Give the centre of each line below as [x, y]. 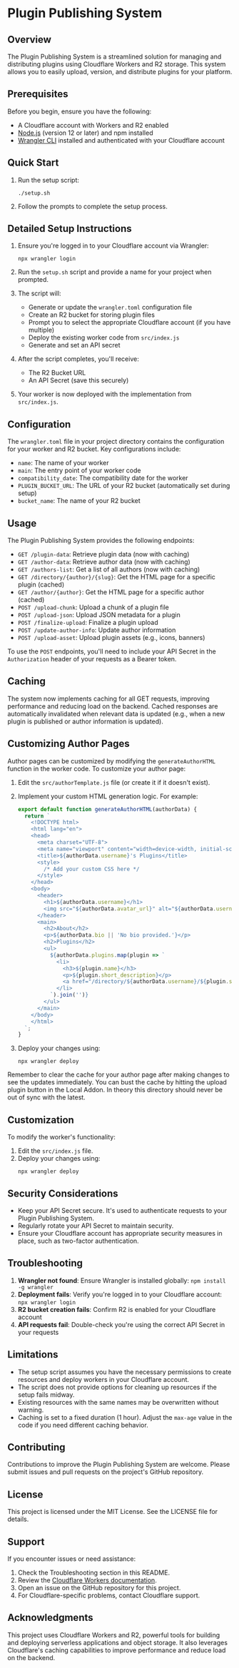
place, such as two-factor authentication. [78, 1241]
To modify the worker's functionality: [62, 1137]
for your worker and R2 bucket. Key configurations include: [94, 449]
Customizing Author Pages [68, 744]
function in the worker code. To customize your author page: [97, 768]
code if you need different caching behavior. [83, 1425]
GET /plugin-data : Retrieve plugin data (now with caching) [103, 554]
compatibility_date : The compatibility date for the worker [103, 478]
